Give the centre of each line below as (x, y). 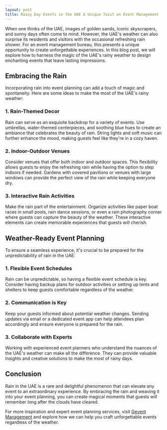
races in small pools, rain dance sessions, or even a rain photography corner (83, 212)
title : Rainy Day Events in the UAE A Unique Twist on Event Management (82, 14)
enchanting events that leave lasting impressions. (56, 60)
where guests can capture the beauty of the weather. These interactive (78, 217)
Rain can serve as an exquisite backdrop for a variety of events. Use (75, 122)
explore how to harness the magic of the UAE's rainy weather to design (78, 55)
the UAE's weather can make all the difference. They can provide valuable (81, 353)
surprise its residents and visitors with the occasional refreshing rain (75, 39)
